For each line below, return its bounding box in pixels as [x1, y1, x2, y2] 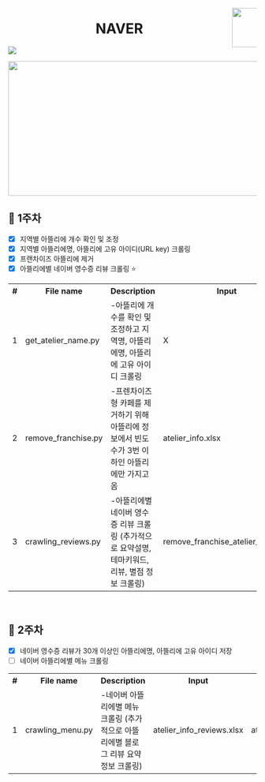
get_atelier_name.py [24, 335, 100, 346]
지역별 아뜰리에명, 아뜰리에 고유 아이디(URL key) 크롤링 [19, 244, 191, 253]
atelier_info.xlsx [162, 432, 221, 443]
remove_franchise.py [24, 432, 103, 443]
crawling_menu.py [24, 724, 93, 735]
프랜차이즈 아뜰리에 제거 [19, 253, 95, 264]
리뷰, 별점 [110, 566, 144, 577]
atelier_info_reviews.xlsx [152, 724, 244, 735]
